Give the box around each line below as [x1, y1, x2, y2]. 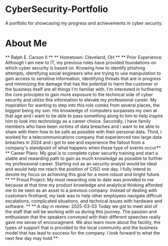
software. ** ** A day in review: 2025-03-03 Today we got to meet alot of [5, 203, 158, 209]
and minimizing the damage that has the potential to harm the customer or [5, 81, 158, 87]
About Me [5, 38, 47, 49]
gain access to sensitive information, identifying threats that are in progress [5, 75, 161, 81]
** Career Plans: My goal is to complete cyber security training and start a [5, 150, 158, 156]
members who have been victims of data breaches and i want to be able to [5, 123, 159, 129]
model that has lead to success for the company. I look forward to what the [5, 229, 160, 236]
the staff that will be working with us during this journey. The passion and [5, 208, 157, 214]
